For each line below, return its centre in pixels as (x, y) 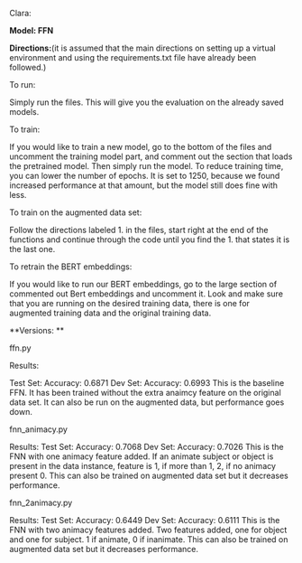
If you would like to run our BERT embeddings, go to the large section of (143, 284)
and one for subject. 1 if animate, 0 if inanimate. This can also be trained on (149, 540)
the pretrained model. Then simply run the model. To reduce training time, (146, 166)
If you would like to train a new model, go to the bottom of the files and (141, 147)
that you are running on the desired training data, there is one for (130, 303)
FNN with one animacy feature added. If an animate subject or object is (142, 456)
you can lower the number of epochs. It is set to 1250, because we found (145, 176)
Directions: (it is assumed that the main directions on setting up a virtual (143, 48)
